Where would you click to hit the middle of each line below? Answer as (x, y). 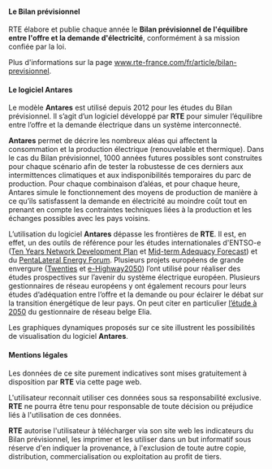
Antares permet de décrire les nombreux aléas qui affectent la (113, 141)
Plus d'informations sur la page (60, 63)
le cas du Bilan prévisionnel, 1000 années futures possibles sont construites (135, 158)
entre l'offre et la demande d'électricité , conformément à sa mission (124, 38)
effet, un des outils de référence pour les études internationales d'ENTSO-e (135, 243)
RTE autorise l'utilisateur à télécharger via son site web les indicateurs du (131, 430)
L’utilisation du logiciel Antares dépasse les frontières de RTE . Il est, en (127, 234)
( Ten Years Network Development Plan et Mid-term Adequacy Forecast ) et (133, 251)
